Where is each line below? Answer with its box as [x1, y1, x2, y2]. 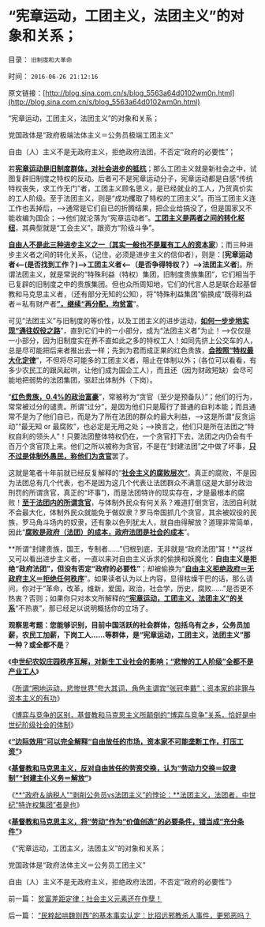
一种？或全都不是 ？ [8, 639, 71, 649]
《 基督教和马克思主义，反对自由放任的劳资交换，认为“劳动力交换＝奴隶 [8, 763, 237, 773]
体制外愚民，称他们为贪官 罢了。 [28, 451, 132, 461]
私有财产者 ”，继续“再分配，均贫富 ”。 [21, 299, 144, 308]
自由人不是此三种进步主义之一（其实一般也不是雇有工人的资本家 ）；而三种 [8, 239, 247, 249]
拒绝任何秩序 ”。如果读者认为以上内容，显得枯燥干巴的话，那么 [42, 574, 247, 583]
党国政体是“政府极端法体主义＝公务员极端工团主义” [8, 130, 174, 139]
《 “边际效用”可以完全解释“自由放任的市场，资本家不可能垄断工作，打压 [8, 737, 237, 746]
